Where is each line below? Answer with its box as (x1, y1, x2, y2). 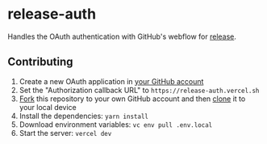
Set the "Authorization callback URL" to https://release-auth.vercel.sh (19, 85, 260, 95)
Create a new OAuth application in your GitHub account (19, 76, 204, 86)
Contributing (7, 55, 73, 69)
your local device (19, 102, 77, 112)
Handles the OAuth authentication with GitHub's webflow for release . (7, 32, 237, 41)
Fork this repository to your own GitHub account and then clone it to (19, 94, 246, 104)
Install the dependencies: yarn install (19, 111, 148, 121)
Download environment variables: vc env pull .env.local (19, 119, 213, 129)
